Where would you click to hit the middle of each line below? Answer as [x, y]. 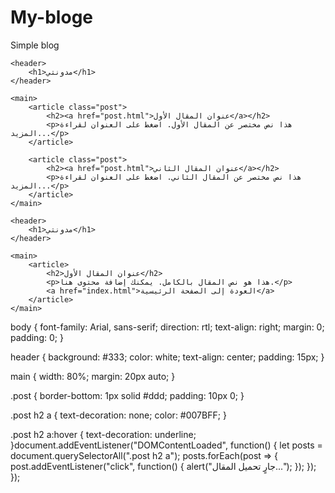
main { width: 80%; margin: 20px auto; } [93, 376]
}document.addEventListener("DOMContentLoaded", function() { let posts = [166, 445]
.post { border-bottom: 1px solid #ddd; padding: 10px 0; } [127, 395]
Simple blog [35, 45]
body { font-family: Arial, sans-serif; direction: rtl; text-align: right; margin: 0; [167, 327]
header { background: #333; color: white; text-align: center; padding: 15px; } [167, 357]
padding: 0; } [37, 337]
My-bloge [52, 17]
